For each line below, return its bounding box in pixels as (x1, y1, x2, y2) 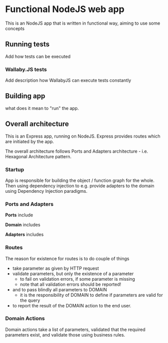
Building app (5, 92, 46, 100)
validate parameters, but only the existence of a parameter (12, 270, 134, 277)
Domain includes (5, 222, 41, 228)
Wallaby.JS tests (5, 66, 47, 73)
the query (20, 297, 40, 303)
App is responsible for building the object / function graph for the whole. (5, 177, 154, 183)
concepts (5, 25, 25, 31)
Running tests (5, 40, 50, 49)
